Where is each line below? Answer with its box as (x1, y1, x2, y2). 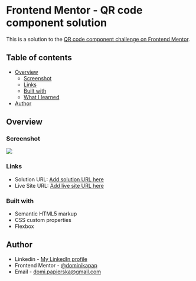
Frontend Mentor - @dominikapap (14, 262, 97, 269)
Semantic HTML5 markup (14, 210, 77, 217)
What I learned (23, 93, 60, 100)
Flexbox (14, 223, 34, 230)
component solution (6, 16, 107, 30)
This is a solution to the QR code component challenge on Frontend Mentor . (6, 35, 190, 43)
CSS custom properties (14, 217, 72, 224)
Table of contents (6, 53, 72, 63)
